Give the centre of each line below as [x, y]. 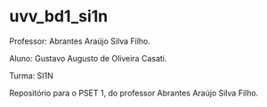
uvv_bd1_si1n [59, 16]
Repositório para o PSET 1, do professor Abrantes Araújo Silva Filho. [134, 93]
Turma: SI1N [31, 75]
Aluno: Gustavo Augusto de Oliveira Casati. [88, 58]
